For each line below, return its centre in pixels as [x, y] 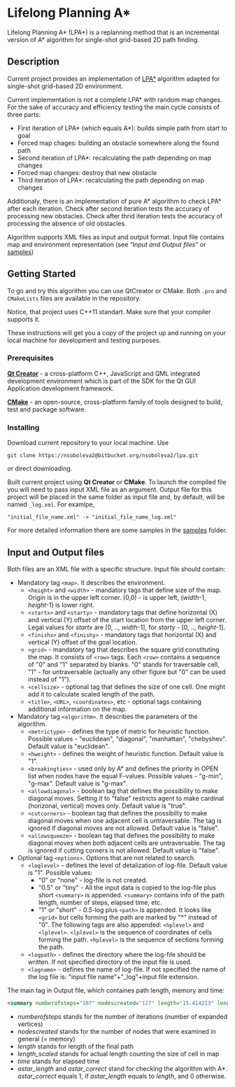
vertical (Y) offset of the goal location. [83, 642]
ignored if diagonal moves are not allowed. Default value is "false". [123, 828]
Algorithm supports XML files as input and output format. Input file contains [116, 237]
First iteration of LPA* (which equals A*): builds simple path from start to [122, 128]
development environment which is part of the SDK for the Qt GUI [101, 381]
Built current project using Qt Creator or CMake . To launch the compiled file [117, 482]
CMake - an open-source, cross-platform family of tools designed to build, [115, 402]
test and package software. [47, 409]
